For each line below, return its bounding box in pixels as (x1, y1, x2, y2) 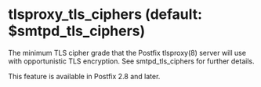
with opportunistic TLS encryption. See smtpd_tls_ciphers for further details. (8, 56, 255, 66)
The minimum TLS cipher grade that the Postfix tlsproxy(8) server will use (8, 48, 247, 57)
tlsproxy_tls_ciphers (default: (8, 5, 202, 24)
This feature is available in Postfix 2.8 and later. (8, 71, 161, 81)
